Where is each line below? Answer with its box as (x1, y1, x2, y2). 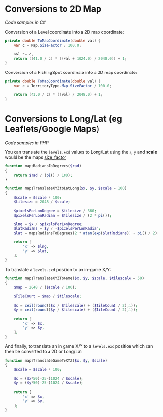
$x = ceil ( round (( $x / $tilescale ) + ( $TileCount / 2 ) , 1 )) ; (14, 303, 138, 308)
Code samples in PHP (5, 140, 49, 145)
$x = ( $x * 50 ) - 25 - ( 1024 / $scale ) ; (14, 376, 83, 381)
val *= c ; (14, 52, 34, 56)
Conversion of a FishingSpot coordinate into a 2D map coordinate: (5, 70, 137, 75)
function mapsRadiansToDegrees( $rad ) (5, 163, 81, 168)
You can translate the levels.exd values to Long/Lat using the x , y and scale (5, 149, 158, 155)
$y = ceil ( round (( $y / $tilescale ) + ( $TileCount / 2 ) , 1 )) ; (14, 308, 138, 312)
